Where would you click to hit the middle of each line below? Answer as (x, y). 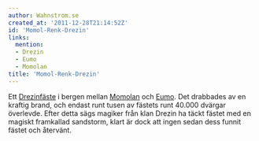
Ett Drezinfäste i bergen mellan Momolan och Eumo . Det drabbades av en (127, 96)
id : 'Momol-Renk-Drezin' (49, 30)
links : (19, 37)
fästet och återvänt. (40, 130)
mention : (30, 45)
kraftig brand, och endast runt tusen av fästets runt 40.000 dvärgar (117, 105)
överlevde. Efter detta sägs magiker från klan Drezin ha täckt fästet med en (130, 113)
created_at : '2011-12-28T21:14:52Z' (68, 23)
